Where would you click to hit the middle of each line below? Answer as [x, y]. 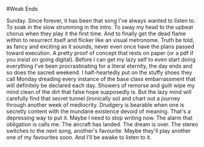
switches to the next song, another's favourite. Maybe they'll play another [99, 131]
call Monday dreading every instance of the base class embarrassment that [101, 79]
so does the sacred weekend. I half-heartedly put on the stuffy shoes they [99, 72]
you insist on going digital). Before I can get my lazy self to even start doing [101, 59]
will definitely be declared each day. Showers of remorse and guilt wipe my [100, 85]
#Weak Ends [22, 9]
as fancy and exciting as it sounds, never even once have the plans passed [100, 46]
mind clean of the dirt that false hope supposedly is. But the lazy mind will [99, 92]
